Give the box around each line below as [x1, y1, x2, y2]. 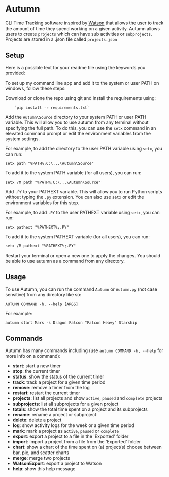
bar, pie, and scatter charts [12, 449, 70, 456]
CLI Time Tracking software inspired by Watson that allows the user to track [5, 20, 164, 26]
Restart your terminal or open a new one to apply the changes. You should [5, 252, 161, 258]
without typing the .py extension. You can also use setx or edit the [5, 194, 144, 200]
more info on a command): [5, 353, 61, 359]
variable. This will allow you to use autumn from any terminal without [5, 119, 149, 125]
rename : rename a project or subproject [12, 412, 96, 418]
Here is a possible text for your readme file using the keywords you [5, 64, 146, 70]
